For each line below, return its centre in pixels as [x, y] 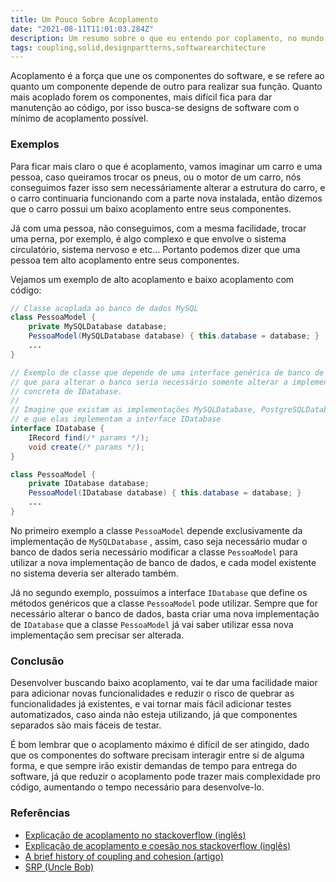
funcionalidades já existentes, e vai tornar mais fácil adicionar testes [151, 704]
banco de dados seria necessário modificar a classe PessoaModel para [154, 552]
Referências [40, 813]
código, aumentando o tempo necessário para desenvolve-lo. [137, 787]
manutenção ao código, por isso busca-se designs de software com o [155, 108]
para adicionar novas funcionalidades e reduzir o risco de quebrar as [152, 693]
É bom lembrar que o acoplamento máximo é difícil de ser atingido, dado [160, 745]
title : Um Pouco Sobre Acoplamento [84, 19]
